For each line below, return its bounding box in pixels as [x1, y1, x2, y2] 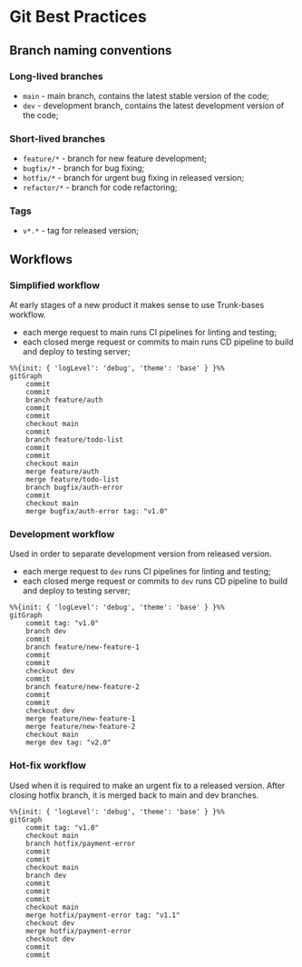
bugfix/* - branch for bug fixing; [22, 163, 145, 174]
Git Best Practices [9, 6, 147, 27]
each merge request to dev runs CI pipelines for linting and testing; [22, 566, 271, 577]
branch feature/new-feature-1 [25, 643, 141, 652]
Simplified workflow [9, 279, 101, 292]
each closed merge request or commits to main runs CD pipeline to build [22, 336, 294, 347]
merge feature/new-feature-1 [25, 714, 136, 723]
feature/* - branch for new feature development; [22, 153, 207, 164]
